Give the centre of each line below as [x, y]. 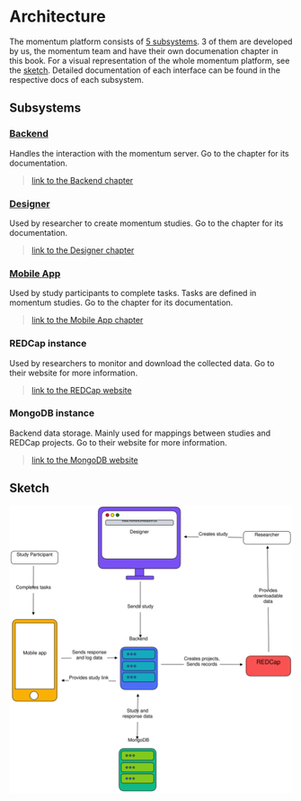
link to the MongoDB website [85, 460]
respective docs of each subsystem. [76, 79]
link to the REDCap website [81, 390]
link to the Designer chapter [83, 250]
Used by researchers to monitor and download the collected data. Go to [142, 363]
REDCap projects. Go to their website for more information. [118, 442]
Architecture [58, 17]
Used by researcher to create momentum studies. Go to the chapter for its [146, 223]
